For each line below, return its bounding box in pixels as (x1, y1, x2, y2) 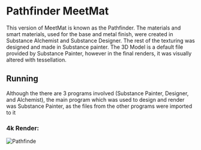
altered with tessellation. (6, 56, 67, 63)
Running (6, 73, 39, 84)
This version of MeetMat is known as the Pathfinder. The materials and (6, 24, 181, 31)
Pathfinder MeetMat (6, 4, 109, 18)
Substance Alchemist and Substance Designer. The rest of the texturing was (6, 37, 195, 44)
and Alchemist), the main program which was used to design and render (6, 96, 185, 103)
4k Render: (6, 123, 40, 132)
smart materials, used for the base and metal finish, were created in (6, 30, 173, 37)
